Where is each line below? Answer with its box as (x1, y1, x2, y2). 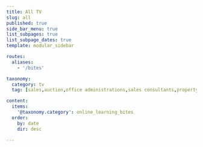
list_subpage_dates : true (6, 37, 71, 43)
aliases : (11, 59, 34, 65)
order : (11, 114, 28, 121)
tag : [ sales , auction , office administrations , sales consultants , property (11, 87, 199, 93)
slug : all (6, 15, 31, 21)
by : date (17, 120, 39, 126)
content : (6, 98, 28, 104)
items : (11, 103, 28, 109)
